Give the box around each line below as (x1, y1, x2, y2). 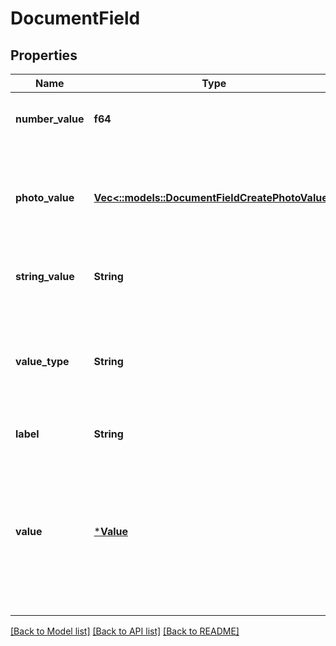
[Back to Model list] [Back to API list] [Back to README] (10, 625, 240, 637)
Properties (10, 47, 78, 64)
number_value (15, 112, 85, 126)
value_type (15, 355, 70, 368)
